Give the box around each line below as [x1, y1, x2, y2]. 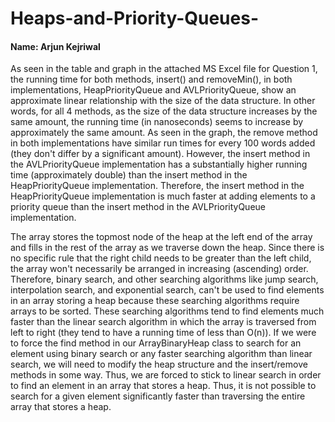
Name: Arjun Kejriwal [10, 40, 101, 52]
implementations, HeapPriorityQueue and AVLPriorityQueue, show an [10, 84, 297, 96]
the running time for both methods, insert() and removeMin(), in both [10, 73, 293, 86]
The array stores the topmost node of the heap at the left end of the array [10, 231, 313, 243]
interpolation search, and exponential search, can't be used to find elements [10, 284, 325, 296]
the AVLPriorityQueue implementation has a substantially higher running [10, 158, 308, 171]
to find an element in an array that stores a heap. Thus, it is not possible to [10, 380, 317, 392]
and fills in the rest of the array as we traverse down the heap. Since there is [10, 242, 325, 254]
